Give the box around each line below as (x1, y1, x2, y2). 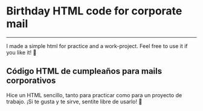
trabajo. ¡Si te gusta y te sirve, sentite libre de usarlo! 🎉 (6, 98, 143, 105)
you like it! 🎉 (6, 49, 37, 56)
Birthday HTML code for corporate (6, 4, 182, 18)
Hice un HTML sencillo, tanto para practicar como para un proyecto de (6, 91, 182, 98)
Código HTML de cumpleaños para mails (6, 66, 162, 76)
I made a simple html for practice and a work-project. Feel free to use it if (6, 42, 188, 49)
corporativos (6, 76, 56, 86)
